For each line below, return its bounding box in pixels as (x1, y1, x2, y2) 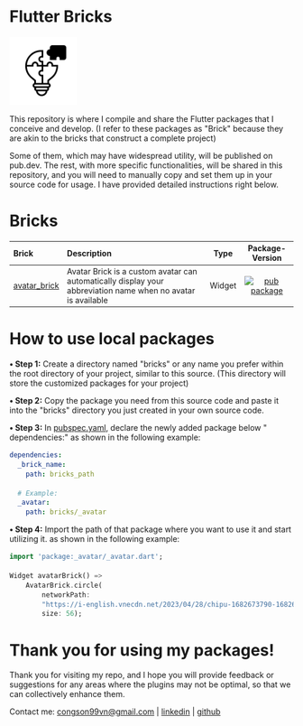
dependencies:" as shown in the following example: (9, 432, 201, 443)
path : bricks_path (25, 470, 95, 479)
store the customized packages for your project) (9, 377, 189, 389)
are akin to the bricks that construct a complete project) (9, 133, 216, 144)
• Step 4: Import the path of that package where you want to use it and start (9, 524, 291, 535)
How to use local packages (9, 329, 215, 349)
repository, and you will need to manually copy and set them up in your (9, 169, 273, 180)
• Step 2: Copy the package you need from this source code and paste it (9, 396, 280, 406)
